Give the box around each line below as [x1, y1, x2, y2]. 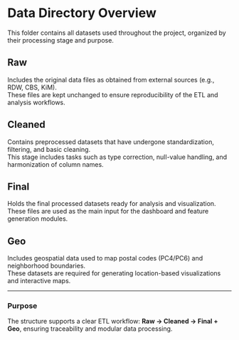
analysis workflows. [7, 98, 65, 106]
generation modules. [7, 214, 68, 223]
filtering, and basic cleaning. [7, 145, 91, 153]
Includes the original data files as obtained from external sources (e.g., [7, 75, 215, 84]
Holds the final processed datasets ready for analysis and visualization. [7, 199, 216, 208]
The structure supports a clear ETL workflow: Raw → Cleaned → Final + [7, 317, 218, 326]
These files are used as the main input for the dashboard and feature [7, 207, 209, 216]
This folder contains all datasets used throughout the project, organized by [7, 28, 226, 37]
